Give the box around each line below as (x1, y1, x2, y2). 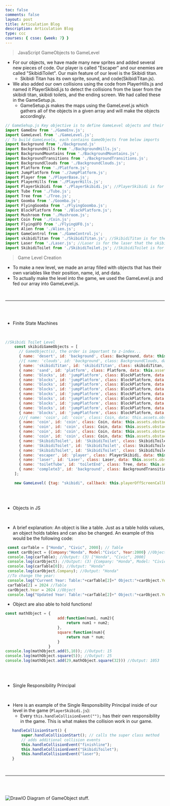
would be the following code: (12, 535, 73, 541)
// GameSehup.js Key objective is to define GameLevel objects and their (5, 123, 164, 128)
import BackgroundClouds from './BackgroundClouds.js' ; (5, 160, 125, 166)
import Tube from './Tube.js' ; (5, 189, 71, 194)
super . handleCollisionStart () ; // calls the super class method (21, 733, 159, 738)
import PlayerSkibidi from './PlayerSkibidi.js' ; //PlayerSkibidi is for (5, 184, 164, 189)
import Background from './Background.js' (5, 142, 96, 147)
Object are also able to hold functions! (12, 601, 93, 608)
